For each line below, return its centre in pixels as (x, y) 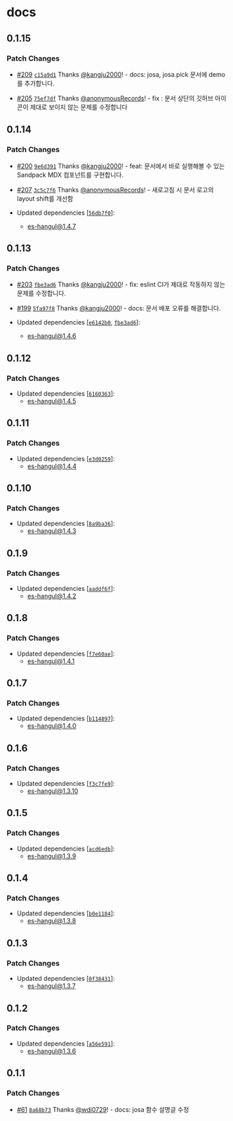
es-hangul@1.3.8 (52, 921)
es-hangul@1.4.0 (52, 726)
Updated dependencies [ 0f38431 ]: (66, 979)
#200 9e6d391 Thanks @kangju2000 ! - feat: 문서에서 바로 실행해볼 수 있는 (121, 165)
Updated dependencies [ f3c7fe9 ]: (66, 784)
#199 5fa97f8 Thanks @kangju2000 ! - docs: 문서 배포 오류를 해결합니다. (119, 308)
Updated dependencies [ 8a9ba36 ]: (66, 524)
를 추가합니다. (36, 83)
